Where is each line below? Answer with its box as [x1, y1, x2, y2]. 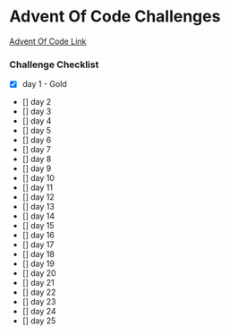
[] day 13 [21, 202, 55, 212]
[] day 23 [21, 296, 56, 307]
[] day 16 [21, 230, 55, 241]
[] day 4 [21, 116, 52, 126]
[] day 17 [21, 239, 55, 250]
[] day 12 [21, 192, 55, 202]
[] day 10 [21, 173, 55, 184]
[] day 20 [21, 268, 56, 279]
